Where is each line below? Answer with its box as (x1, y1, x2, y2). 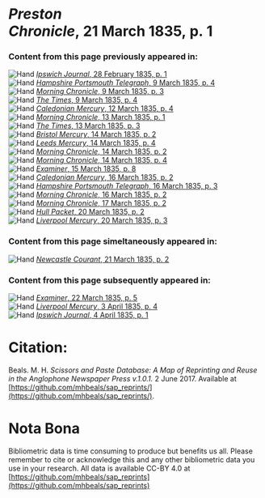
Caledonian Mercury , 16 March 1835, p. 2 (36, 172, 174, 182)
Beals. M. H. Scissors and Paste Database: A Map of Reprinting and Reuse (8, 365, 258, 375)
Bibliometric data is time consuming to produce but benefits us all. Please (8, 446, 253, 456)
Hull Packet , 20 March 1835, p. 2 (36, 207, 145, 217)
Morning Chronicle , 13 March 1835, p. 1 (36, 113, 166, 122)
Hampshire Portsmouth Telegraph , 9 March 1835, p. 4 (36, 78, 216, 87)
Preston (8, 5, 62, 23)
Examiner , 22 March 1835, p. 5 (36, 293, 138, 303)
